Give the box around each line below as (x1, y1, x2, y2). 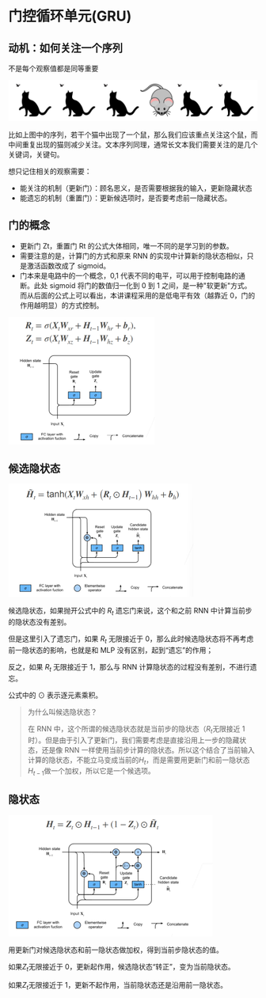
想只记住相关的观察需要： (8, 166, 92, 176)
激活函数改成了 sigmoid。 (26, 260, 111, 270)
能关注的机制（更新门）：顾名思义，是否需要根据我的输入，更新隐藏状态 (19, 183, 253, 192)
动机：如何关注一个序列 (8, 41, 123, 55)
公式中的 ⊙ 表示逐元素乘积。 (8, 690, 103, 700)
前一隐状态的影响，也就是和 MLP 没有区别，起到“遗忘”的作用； (8, 645, 214, 655)
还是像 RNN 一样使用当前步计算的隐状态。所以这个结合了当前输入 (41, 745, 255, 754)
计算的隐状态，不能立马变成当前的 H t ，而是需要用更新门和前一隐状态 (27, 755, 251, 766)
